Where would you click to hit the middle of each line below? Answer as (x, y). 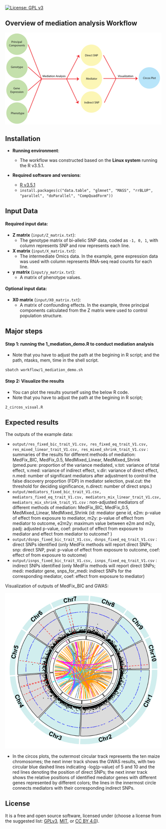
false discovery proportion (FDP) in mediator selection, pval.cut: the (82, 481)
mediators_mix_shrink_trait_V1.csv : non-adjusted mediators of (78, 502)
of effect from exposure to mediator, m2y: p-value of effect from (78, 518)
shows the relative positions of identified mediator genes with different (84, 777)
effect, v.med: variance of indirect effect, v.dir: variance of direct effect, (85, 470)
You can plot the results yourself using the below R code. (71, 392)
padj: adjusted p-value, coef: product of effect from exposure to (78, 529)
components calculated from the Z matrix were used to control (83, 310)
